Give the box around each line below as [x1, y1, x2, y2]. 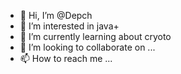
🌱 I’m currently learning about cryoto [19, 31, 172, 42]
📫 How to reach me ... [19, 53, 113, 64]
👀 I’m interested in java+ [19, 20, 120, 32]
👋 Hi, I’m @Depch [19, 10, 93, 21]
